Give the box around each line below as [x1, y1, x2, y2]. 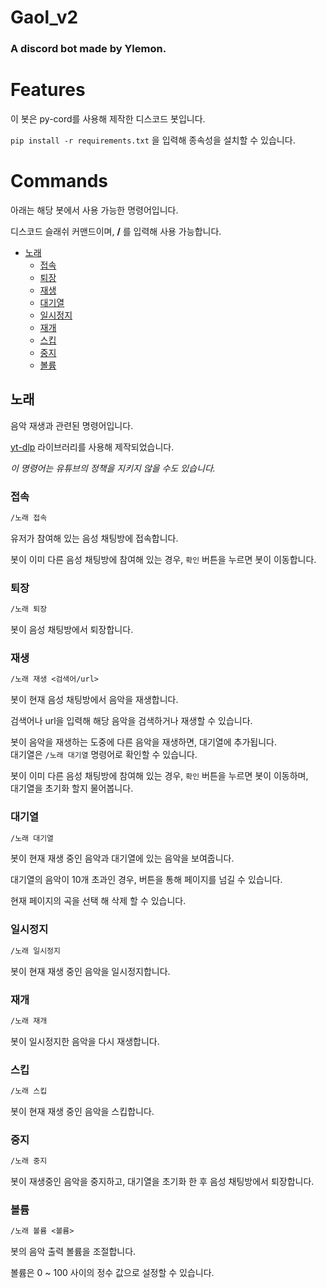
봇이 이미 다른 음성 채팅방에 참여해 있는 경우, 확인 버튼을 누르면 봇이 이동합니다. [10, 553, 317, 565]
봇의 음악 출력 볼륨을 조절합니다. [10, 1246, 137, 1258]
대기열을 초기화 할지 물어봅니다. [10, 782, 134, 795]
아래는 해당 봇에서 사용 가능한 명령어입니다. [10, 204, 179, 216]
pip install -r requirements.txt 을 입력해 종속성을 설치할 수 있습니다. [10, 134, 296, 146]
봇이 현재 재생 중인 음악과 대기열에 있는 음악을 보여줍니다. [10, 852, 235, 865]
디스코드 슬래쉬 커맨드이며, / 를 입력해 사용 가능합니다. [10, 225, 222, 237]
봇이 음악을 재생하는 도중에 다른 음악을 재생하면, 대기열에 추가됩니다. [10, 736, 277, 748]
